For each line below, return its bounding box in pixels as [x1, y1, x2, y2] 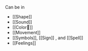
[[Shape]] [12, 14, 32, 19]
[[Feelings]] [12, 40, 36, 46]
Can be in [5, 4, 25, 10]
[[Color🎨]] [12, 24, 33, 30]
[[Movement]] [12, 30, 41, 35]
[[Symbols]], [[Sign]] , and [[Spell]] [12, 35, 84, 41]
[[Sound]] [12, 19, 32, 25]
